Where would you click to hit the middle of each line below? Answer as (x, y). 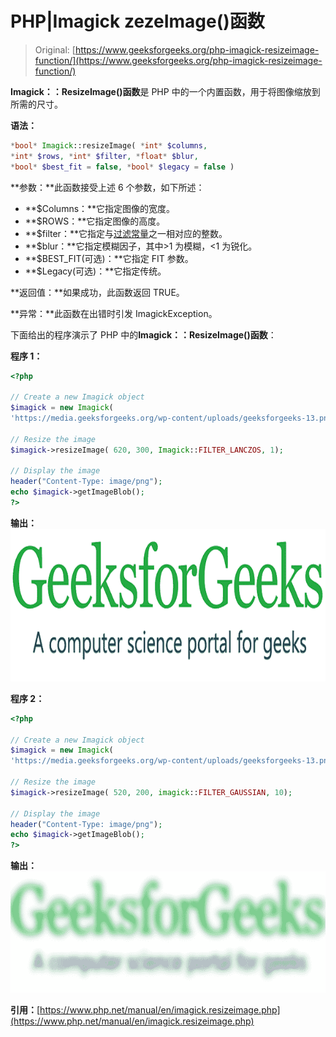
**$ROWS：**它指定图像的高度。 (95, 221)
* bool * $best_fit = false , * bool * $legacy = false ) (122, 167)
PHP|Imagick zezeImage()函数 (137, 21)
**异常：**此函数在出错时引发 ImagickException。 (114, 313)
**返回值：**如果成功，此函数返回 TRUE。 (97, 292)
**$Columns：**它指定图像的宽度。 (100, 208)
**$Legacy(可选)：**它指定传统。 (95, 271)
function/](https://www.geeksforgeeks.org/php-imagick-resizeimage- (178, 60)
